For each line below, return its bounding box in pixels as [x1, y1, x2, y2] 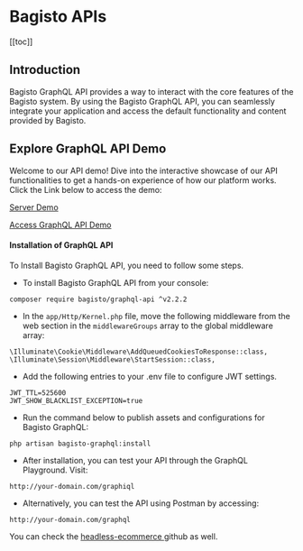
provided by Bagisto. [9, 115, 87, 125]
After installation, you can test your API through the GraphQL [22, 455, 248, 465]
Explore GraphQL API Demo [9, 142, 167, 157]
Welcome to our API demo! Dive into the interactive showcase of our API [9, 165, 278, 176]
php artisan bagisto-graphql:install [9, 439, 151, 448]
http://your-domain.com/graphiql [9, 482, 135, 491]
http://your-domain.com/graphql [9, 515, 131, 524]
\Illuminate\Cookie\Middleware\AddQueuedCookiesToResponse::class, [9, 347, 269, 356]
